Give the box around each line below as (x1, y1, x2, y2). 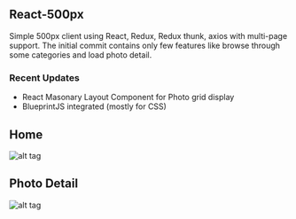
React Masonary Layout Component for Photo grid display (21, 92, 235, 103)
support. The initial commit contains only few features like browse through (9, 40, 281, 51)
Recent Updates (9, 71, 80, 83)
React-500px (9, 7, 84, 22)
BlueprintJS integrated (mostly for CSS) (21, 101, 167, 112)
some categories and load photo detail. (9, 49, 152, 60)
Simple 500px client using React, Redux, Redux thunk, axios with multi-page (9, 30, 288, 41)
